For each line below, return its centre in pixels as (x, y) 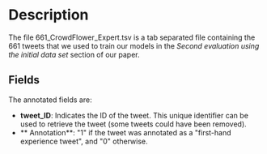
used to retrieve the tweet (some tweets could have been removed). (133, 124)
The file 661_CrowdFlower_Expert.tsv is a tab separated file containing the (132, 37)
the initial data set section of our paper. (74, 54)
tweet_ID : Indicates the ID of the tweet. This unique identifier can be (134, 115)
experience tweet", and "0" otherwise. (84, 141)
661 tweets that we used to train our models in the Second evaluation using (134, 45)
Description (49, 15)
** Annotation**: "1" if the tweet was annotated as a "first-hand (126, 132)
